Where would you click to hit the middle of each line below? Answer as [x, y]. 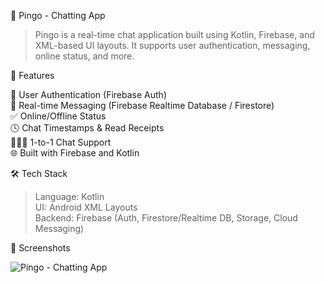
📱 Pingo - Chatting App [58, 15]
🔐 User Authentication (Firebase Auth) [88, 94]
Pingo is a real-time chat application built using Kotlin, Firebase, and [174, 34]
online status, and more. [84, 56]
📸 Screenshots [40, 248]
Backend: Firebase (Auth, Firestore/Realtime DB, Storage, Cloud [166, 218]
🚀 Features [32, 75]
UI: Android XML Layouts [86, 207]
